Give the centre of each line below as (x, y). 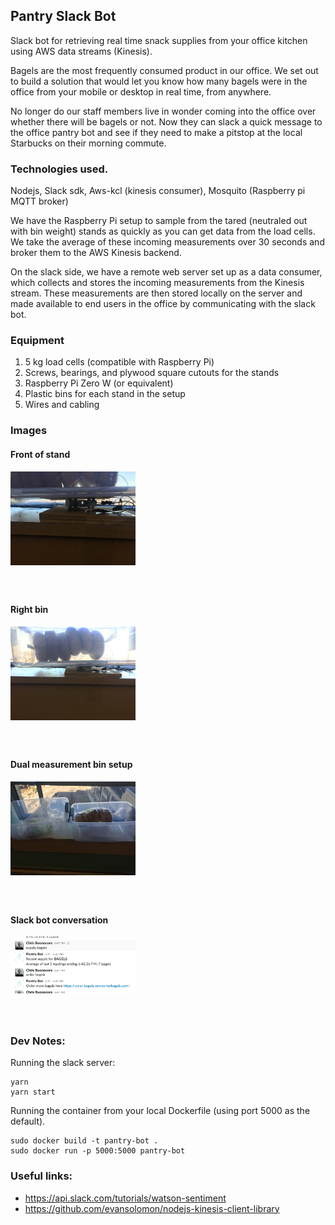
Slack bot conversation (59, 920)
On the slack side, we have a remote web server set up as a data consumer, (166, 272)
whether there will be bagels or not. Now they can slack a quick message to (166, 121)
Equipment (37, 341)
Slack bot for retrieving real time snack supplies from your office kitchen (159, 40)
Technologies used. (59, 169)
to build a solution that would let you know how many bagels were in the (159, 81)
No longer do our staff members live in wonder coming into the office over (163, 111)
